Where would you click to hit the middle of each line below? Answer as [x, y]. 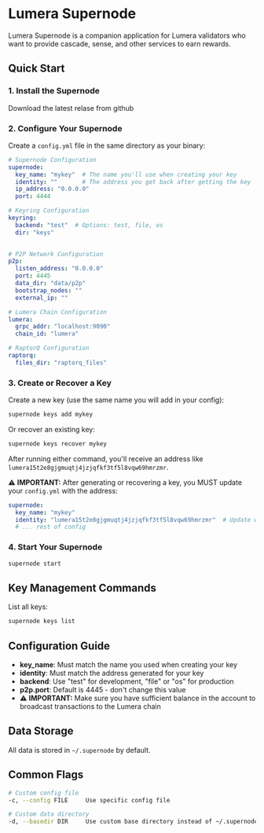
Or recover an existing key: [52, 429]
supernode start [35, 563]
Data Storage [41, 731]
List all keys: [28, 607]
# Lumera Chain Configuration [58, 312]
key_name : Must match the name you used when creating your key [128, 665]
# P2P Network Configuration [56, 254]
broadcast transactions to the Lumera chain [90, 706]
